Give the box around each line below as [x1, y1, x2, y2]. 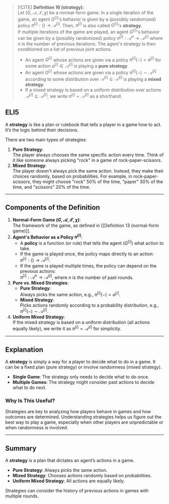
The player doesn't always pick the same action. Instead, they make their [12, 167, 164, 174]
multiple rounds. [5, 493, 39, 499]
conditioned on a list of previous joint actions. [17, 46, 112, 52]
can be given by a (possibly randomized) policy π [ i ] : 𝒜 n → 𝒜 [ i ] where [17, 34, 163, 41]
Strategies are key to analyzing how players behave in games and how [5, 409, 151, 415]
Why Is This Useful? [5, 397, 55, 404]
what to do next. [12, 384, 47, 390]
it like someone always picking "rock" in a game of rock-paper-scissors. [12, 157, 162, 163]
